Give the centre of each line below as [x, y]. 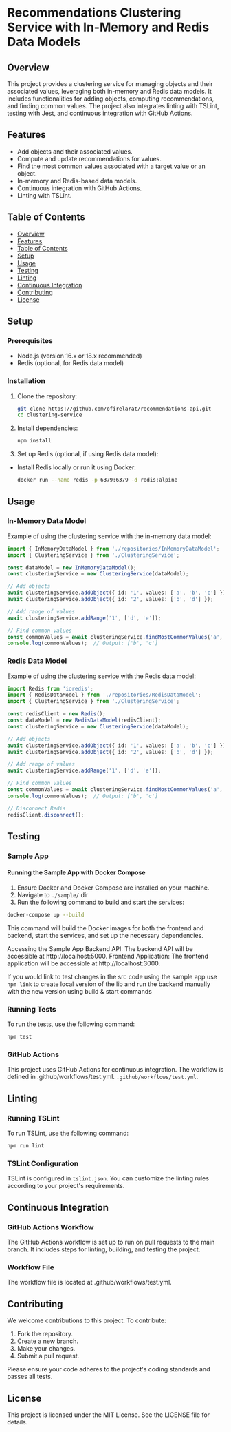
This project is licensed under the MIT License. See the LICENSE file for [109, 1415]
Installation [26, 381]
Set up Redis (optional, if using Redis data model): [88, 454]
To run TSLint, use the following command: [68, 1133]
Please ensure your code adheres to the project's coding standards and [109, 1369]
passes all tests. [30, 1377]
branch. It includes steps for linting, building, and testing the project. [104, 1249]
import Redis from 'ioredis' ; [51, 688]
